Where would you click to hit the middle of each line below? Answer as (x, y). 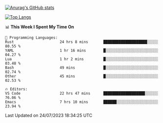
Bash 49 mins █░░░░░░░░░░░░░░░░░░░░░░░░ (82, 68)
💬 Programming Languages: (31, 38)
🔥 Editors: (16, 89)
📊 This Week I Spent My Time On (40, 27)
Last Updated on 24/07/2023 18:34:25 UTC (49, 115)
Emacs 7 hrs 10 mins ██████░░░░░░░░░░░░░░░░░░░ (82, 102)
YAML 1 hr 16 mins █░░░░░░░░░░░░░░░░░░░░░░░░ (82, 50)
